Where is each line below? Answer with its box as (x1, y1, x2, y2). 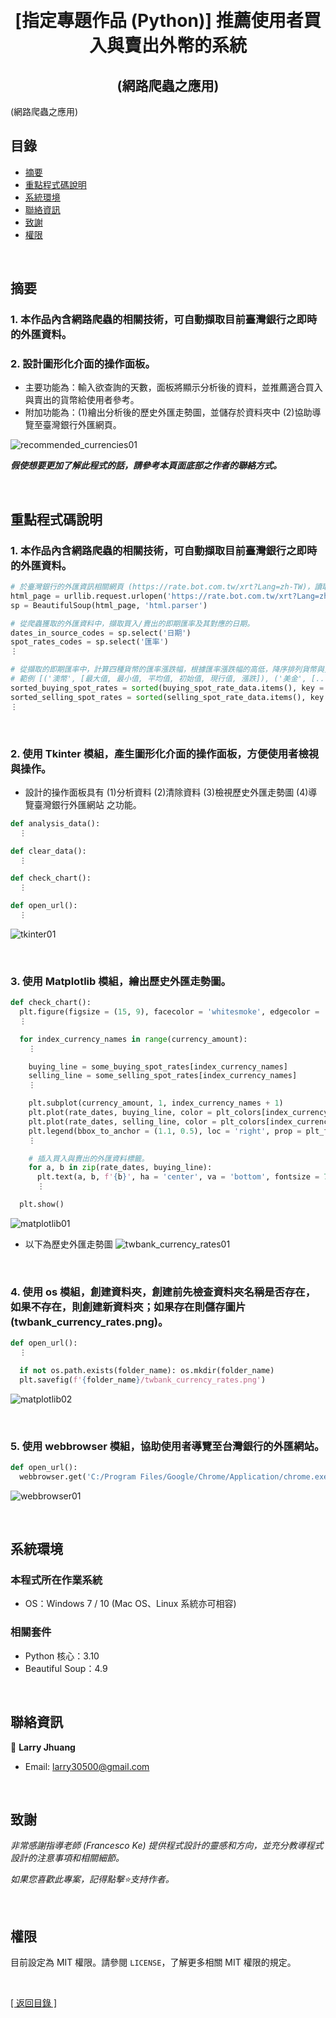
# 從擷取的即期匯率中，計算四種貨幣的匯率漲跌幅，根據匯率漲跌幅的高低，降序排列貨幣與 (10, 665, 325, 675)
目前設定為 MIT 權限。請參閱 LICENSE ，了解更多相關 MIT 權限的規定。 (10, 1956, 297, 1969)
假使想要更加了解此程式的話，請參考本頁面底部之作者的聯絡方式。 (10, 460, 282, 472)
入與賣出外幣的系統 (88, 35, 247, 57)
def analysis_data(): (10, 818, 101, 829)
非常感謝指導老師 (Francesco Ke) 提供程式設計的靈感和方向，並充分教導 (10, 1840, 307, 1852)
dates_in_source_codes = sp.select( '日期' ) (10, 628, 192, 638)
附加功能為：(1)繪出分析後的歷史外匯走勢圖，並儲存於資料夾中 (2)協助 (24, 406, 313, 419)
